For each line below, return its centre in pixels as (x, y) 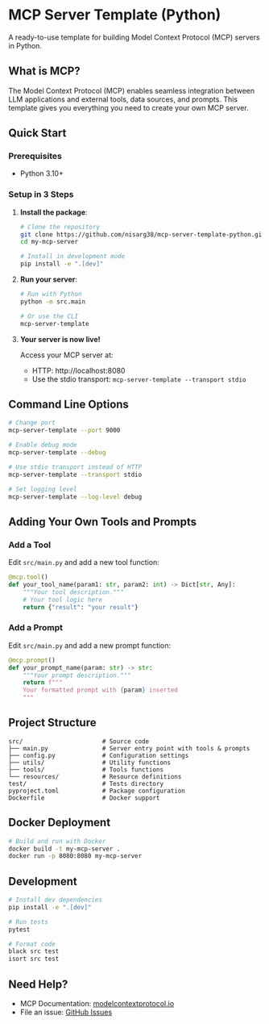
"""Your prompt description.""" (77, 675)
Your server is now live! (60, 339)
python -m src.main (53, 301)
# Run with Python (51, 295)
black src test (34, 951)
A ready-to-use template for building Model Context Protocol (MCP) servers (134, 37)
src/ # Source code (79, 741)
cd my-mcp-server (49, 242)
